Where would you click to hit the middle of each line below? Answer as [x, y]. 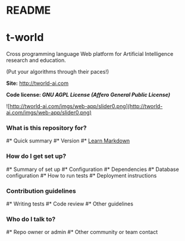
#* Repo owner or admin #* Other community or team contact [82, 232]
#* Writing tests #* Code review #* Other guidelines [70, 204]
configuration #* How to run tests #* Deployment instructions [81, 175]
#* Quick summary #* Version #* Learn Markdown [68, 141]
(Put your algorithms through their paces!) [58, 72]
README [29, 10]
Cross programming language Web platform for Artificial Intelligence [90, 54]
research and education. [36, 61]
